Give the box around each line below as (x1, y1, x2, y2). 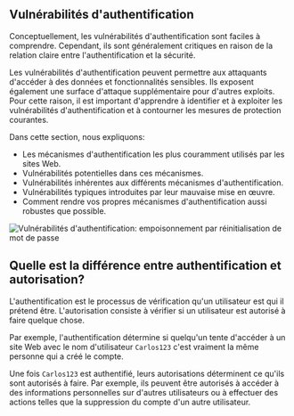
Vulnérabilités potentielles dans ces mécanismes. (21, 167, 204, 178)
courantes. (9, 114, 49, 125)
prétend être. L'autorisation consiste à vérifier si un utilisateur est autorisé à (9, 305, 286, 315)
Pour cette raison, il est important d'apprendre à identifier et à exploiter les (9, 95, 283, 106)
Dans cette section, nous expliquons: (9, 131, 145, 142)
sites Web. (21, 158, 61, 168)
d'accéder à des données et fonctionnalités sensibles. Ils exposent (9, 76, 254, 87)
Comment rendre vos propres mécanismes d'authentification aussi (21, 196, 267, 207)
